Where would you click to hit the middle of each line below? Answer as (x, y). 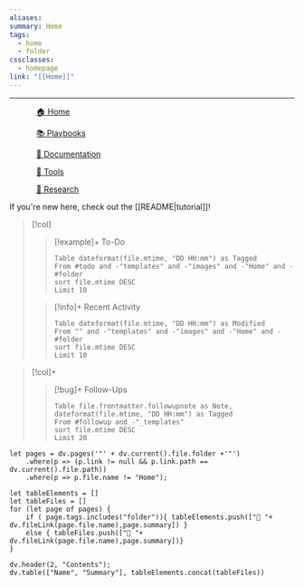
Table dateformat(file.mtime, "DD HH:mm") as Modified (159, 323)
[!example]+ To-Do (89, 242)
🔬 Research (57, 189)
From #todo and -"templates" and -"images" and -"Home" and (170, 266)
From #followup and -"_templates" (119, 422)
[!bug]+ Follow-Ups (90, 389)
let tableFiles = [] (48, 501)
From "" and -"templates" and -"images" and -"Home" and (164, 331)
